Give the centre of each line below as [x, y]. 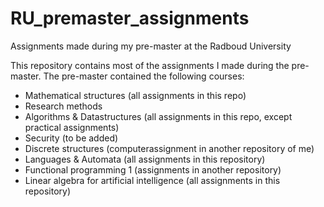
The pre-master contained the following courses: [144, 76]
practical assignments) [72, 127]
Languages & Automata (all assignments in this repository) [145, 159]
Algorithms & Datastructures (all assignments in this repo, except [158, 116]
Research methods [63, 106]
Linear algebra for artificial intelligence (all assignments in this [152, 180]
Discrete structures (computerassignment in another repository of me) [169, 148]
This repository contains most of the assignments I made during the [150, 65]
